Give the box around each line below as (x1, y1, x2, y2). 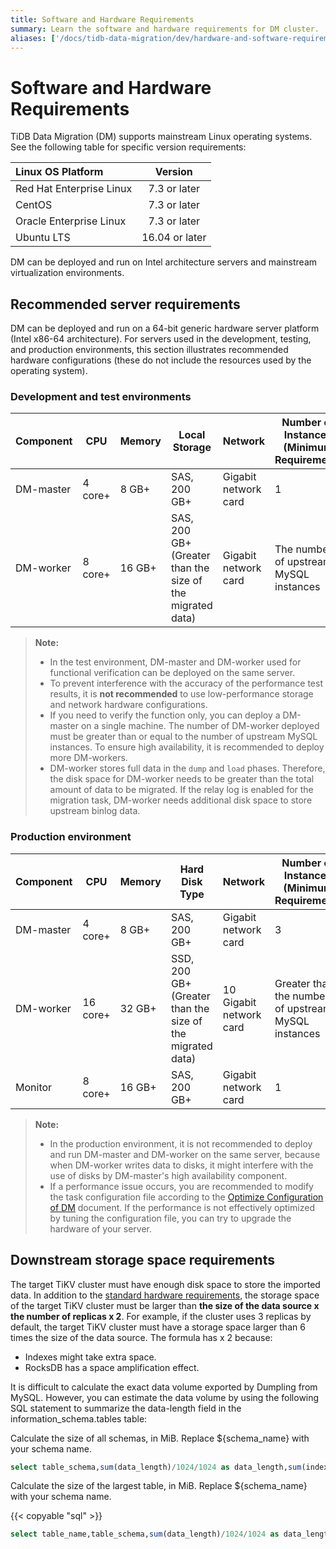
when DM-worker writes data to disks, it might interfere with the (49, 1159, 314, 1171)
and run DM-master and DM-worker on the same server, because (49, 1148, 321, 1160)
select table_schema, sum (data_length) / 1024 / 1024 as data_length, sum (10, 1462, 302, 1472)
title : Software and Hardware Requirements (10, 14, 195, 25)
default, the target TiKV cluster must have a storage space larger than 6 (10, 1321, 306, 1333)
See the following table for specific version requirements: (10, 141, 247, 153)
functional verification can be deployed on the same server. (49, 667, 296, 679)
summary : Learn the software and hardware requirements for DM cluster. (10, 24, 320, 34)
